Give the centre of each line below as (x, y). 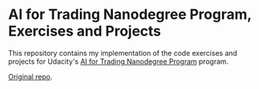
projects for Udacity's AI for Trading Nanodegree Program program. (118, 61)
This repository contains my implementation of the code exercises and (123, 53)
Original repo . (30, 76)
